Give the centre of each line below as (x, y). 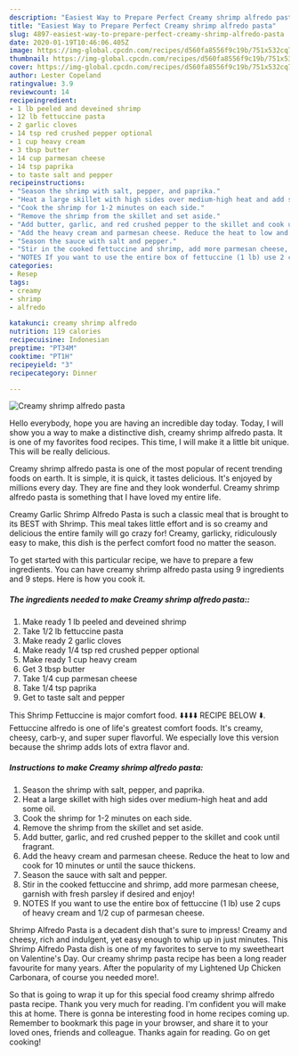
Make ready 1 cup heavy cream (80, 660)
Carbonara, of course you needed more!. (84, 978)
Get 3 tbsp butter (53, 670)
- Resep (24, 274)
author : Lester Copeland (55, 76)
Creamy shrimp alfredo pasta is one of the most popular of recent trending (146, 469)
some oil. (39, 809)
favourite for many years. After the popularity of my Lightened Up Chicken (145, 968)
